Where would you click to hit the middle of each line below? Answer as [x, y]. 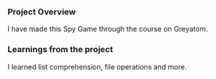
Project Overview [42, 12]
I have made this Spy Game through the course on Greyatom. [108, 29]
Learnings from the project [60, 50]
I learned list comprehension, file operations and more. [97, 66]
